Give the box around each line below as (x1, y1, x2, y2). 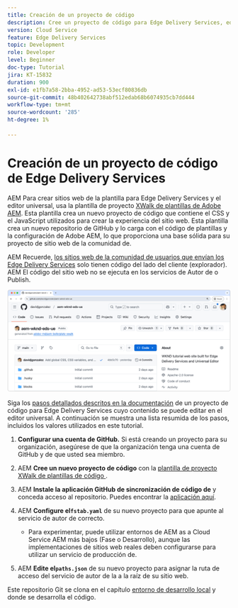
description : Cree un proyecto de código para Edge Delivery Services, (7, 18, 223, 26)
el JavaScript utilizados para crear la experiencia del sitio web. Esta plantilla (7, 216, 229, 225)
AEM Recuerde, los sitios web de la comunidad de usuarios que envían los (7, 253, 225, 261)
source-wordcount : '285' (7, 109, 81, 116)
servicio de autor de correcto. (17, 514, 105, 522)
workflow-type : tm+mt (7, 101, 72, 109)
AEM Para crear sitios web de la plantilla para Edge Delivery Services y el (7, 194, 221, 202)
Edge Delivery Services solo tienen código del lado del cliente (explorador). (7, 260, 228, 269)
